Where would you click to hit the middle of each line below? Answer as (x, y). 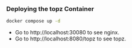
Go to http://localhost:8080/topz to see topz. (71, 39)
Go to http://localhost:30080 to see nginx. (67, 33)
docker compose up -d (33, 21)
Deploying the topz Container (50, 9)
